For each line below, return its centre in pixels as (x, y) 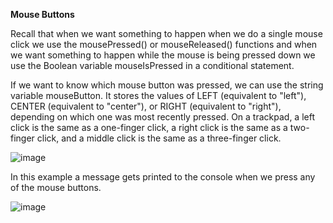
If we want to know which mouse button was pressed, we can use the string (167, 85)
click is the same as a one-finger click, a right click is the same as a (149, 127)
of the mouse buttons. (56, 187)
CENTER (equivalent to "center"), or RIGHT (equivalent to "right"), (146, 106)
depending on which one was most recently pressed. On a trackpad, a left (163, 117)
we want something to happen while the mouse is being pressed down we (163, 55)
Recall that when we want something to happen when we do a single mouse (166, 33)
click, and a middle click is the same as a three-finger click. (159, 138)
